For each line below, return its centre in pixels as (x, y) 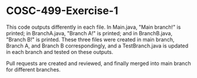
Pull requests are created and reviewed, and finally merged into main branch (98, 63)
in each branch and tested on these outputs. (60, 52)
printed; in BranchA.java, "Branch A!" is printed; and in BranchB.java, (89, 33)
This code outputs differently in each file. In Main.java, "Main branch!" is (94, 27)
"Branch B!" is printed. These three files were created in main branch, (90, 39)
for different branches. (33, 69)
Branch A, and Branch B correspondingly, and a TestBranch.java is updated (97, 46)
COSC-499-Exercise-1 (62, 11)
